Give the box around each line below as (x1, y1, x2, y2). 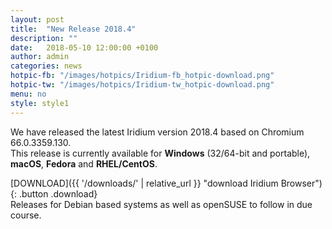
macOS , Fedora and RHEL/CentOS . (10, 157, 158, 170)
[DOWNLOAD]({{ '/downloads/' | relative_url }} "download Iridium (10, 177, 279, 189)
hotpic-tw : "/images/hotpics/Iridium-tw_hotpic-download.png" (10, 80, 275, 90)
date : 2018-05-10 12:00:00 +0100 (10, 42, 159, 53)
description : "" (10, 33, 78, 43)
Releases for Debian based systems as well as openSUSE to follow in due (10, 198, 313, 210)
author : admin (10, 52, 70, 62)
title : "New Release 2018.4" (10, 24, 137, 34)
